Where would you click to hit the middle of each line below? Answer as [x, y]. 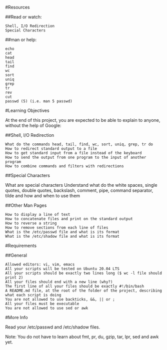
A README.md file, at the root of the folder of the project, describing [84, 291]
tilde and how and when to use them [43, 196]
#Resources [17, 7]
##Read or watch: [23, 17]
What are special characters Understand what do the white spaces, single [81, 185]
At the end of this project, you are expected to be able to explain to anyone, [83, 120]
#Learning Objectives [27, 110]
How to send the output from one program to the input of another [76, 157]
